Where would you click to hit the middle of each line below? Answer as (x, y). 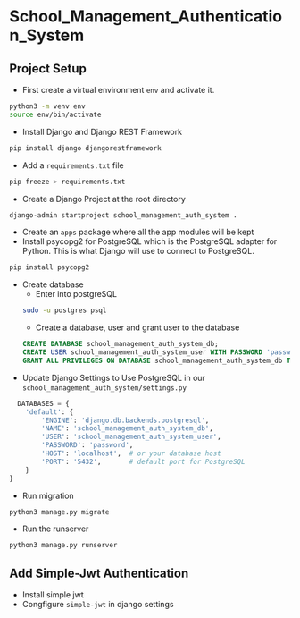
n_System (47, 35)
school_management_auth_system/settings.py (104, 388)
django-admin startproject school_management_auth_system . (124, 215)
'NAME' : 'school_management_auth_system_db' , (128, 428)
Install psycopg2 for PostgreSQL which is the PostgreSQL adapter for (150, 241)
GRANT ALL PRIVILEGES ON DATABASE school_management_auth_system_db (152, 360)
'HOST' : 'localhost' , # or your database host (131, 453)
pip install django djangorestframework (86, 148)
